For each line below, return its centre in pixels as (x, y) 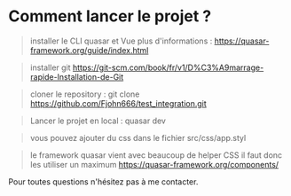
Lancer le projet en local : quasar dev (98, 121)
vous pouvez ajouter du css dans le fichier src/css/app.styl (138, 137)
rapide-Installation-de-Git (77, 76)
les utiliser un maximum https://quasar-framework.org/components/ (154, 164)
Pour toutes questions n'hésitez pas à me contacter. (103, 181)
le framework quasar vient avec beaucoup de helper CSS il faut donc (156, 155)
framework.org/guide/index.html (89, 50)
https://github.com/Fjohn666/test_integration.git (118, 103)
